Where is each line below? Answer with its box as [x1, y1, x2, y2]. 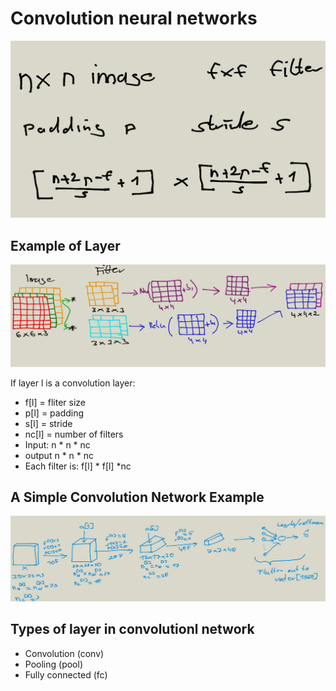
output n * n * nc [24, 449, 95, 461]
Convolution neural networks [10, 7, 258, 30]
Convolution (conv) [24, 647, 105, 659]
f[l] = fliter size [24, 396, 86, 408]
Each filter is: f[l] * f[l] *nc [24, 460, 132, 472]
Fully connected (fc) [24, 668, 108, 681]
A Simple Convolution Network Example [10, 489, 265, 506]
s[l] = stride [24, 417, 73, 429]
